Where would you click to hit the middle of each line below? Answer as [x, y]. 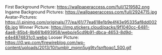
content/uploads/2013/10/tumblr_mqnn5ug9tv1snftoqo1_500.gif [68, 48]
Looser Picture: [64, 37]
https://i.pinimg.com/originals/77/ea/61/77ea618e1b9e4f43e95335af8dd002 [81, 22]
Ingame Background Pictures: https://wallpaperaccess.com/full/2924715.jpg [81, 12]
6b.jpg [11, 27]
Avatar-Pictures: [21, 17]
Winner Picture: [34, 27]
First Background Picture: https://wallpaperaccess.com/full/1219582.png [77, 7]
